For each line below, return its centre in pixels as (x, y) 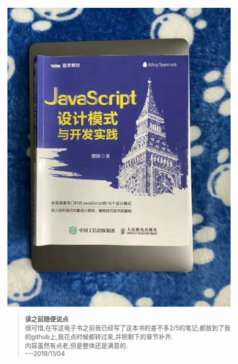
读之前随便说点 (46, 319)
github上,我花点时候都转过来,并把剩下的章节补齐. (102, 337)
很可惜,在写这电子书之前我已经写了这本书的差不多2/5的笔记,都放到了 (124, 328)
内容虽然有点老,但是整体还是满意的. (76, 346)
